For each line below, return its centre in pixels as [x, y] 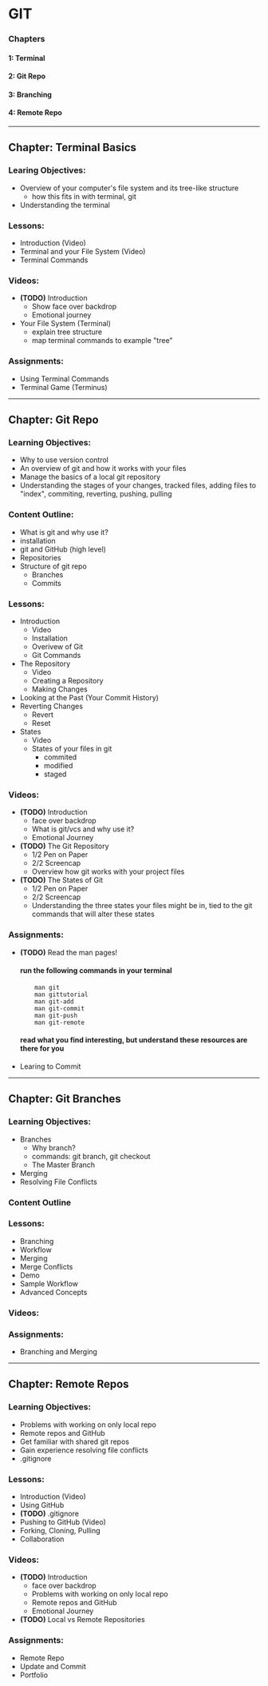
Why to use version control [64, 460]
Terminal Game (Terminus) [63, 387]
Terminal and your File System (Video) [83, 252]
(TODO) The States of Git [61, 880]
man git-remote [60, 1022]
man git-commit [60, 1008]
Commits [46, 583]
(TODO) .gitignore [49, 1514]
